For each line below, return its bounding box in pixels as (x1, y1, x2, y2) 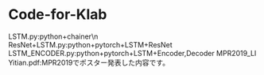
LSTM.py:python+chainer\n (8, 32, 99, 41)
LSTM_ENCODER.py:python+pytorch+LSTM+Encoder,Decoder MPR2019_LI (8, 48, 257, 58)
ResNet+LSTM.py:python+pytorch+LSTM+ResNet (8, 39, 173, 49)
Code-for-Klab (8, 6, 107, 24)
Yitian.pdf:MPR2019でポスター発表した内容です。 (8, 58, 169, 67)
